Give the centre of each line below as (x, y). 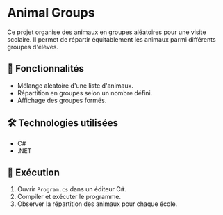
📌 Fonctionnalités (46, 69)
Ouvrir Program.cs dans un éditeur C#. (72, 189)
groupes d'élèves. (33, 47)
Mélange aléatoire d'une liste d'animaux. (75, 86)
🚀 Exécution (34, 172)
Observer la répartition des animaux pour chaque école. (97, 204)
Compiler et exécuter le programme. (69, 197)
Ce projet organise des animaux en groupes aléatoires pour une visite (107, 32)
